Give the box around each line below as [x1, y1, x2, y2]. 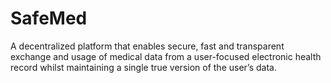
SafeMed [10, 7, 88, 30]
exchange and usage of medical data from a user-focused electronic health [10, 50, 322, 62]
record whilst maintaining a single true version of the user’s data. [10, 61, 277, 73]
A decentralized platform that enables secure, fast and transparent [10, 40, 285, 52]
